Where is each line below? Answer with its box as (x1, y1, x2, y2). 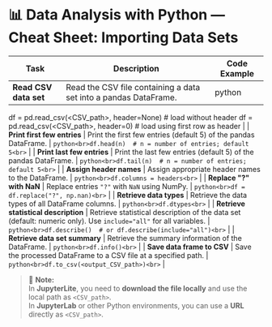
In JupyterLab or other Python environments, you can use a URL (28, 300, 244, 310)
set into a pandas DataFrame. (66, 92, 177, 103)
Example (219, 67, 255, 79)
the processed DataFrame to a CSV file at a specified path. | (8, 250, 209, 260)
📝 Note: (28, 274, 55, 284)
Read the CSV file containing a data (66, 81, 201, 93)
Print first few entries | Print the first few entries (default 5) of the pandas (8, 130, 255, 140)
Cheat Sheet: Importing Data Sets (8, 28, 239, 47)
